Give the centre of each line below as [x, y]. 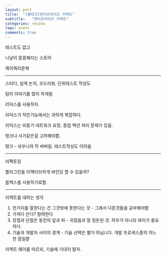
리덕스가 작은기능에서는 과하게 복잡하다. [43, 115]
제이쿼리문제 [17, 68]
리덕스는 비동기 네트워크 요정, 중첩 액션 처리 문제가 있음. [59, 125]
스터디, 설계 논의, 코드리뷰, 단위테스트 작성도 [48, 83]
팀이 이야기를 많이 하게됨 [29, 94]
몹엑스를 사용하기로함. [26, 182]
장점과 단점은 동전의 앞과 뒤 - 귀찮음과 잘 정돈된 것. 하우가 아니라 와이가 [81, 220]
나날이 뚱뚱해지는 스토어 [28, 58]
